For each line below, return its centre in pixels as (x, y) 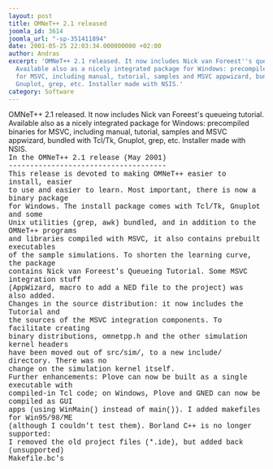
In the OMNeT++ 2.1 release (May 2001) (87, 158)
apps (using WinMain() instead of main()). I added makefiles (134, 410)
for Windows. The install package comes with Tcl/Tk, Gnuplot (134, 207)
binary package (39, 199)
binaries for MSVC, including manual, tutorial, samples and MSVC (118, 132)
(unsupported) (37, 451)
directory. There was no (58, 361)
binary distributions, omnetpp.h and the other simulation (128, 337)
